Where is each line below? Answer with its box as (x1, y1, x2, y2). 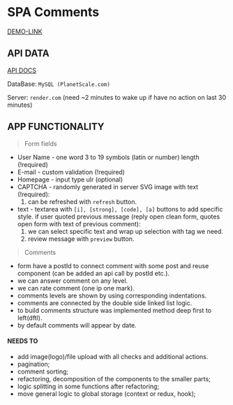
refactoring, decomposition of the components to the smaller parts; (17, 374, 211, 383)
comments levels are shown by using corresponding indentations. (17, 291, 207, 300)
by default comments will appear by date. (17, 321, 137, 329)
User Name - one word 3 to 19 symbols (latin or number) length (17, 153, 200, 161)
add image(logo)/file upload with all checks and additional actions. (17, 352, 209, 360)
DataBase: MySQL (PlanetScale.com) (7, 80, 110, 88)
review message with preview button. (27, 235, 135, 243)
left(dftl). (17, 314, 43, 322)
